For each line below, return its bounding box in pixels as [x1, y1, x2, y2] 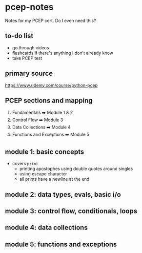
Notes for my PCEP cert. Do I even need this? [5, 18, 96, 23]
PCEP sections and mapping [5, 96, 93, 105]
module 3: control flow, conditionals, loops [5, 207, 138, 215]
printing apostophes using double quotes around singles [19, 166, 133, 172]
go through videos [12, 44, 49, 50]
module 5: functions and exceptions [5, 240, 117, 248]
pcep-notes [5, 1, 54, 13]
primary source [5, 69, 53, 78]
